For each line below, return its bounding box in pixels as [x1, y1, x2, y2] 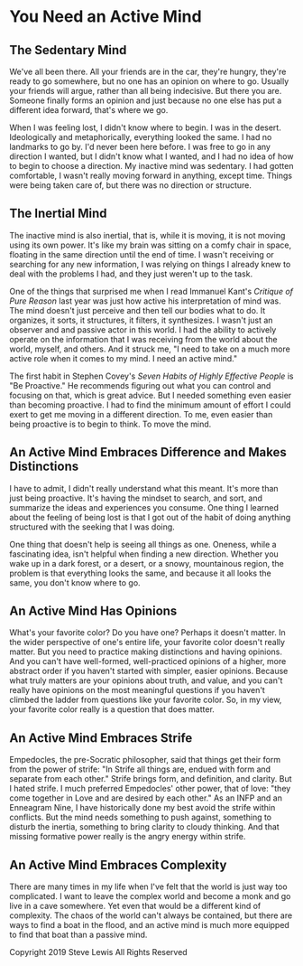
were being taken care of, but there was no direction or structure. [9, 180, 252, 191]
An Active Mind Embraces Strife [9, 730, 193, 746]
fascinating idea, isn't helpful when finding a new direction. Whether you [9, 549, 280, 559]
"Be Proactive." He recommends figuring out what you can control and [9, 380, 271, 390]
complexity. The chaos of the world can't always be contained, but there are [9, 910, 293, 921]
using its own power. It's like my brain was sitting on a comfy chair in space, [9, 239, 292, 250]
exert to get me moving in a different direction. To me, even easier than [9, 408, 273, 419]
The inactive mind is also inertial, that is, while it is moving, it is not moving [9, 230, 286, 240]
